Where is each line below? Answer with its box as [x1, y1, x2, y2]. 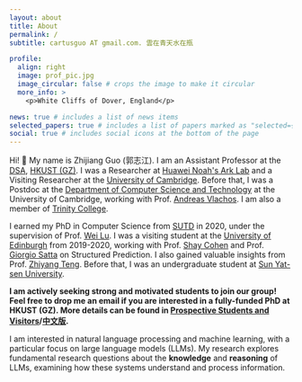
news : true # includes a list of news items [9, 112, 179, 121]
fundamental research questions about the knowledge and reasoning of [9, 352, 279, 364]
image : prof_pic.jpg [17, 71, 94, 81]
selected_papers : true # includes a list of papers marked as [9, 120, 247, 130]
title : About [9, 22, 58, 31]
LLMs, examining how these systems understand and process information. [9, 362, 286, 373]
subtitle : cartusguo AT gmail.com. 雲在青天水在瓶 [9, 38, 193, 48]
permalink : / [9, 30, 58, 39]
